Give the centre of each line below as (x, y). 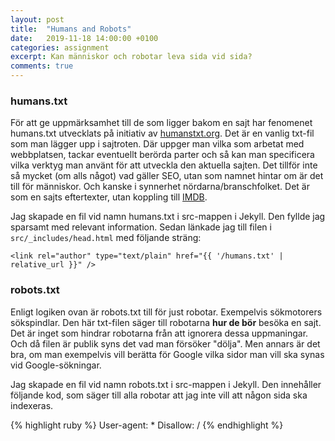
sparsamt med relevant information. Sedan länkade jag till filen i (141, 227)
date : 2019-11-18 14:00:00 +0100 (84, 38)
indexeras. (32, 405)
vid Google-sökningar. (56, 365)
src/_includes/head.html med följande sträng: (106, 238)
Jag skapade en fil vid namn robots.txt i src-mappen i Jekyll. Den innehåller (166, 384)
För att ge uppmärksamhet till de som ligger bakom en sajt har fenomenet (161, 123)
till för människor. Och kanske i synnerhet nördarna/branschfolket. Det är (160, 187)
